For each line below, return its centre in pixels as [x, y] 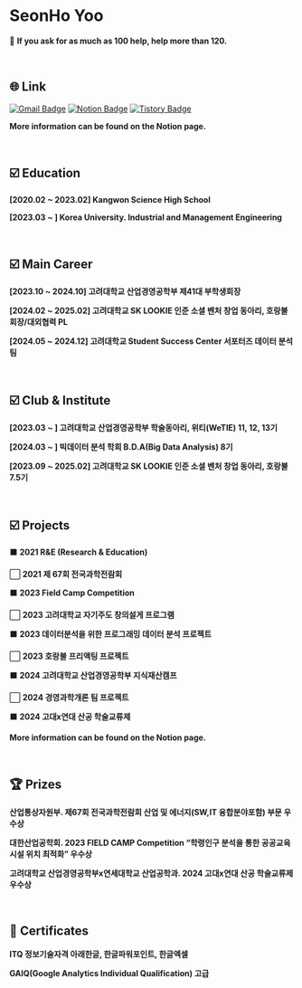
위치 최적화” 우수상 [59, 854]
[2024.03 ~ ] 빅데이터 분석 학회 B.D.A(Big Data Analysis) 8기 [121, 447]
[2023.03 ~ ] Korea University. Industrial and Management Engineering [146, 217]
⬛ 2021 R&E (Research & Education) [79, 552]
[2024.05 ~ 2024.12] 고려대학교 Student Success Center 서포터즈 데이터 [143, 341]
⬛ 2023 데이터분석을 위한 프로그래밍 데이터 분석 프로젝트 [111, 634]
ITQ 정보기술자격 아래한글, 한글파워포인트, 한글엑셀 [99, 954]
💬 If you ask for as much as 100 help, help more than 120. [118, 41]
